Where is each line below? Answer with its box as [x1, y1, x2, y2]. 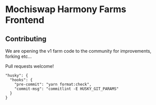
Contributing [5, 34, 47, 43]
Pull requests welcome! [5, 63, 54, 69]
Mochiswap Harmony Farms [5, 4, 127, 15]
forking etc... [5, 53, 32, 59]
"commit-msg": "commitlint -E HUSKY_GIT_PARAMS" [14, 86, 119, 91]
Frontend [5, 14, 45, 26]
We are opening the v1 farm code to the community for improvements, [5, 48, 152, 54]
